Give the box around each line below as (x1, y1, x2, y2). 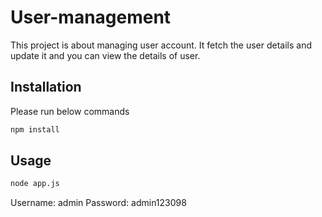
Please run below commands (10, 105, 130, 117)
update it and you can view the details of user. (10, 49, 201, 61)
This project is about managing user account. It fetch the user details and (10, 39, 312, 51)
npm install (10, 124, 60, 135)
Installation (10, 79, 82, 96)
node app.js (10, 179, 60, 189)
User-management (10, 6, 172, 29)
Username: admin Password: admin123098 (10, 197, 187, 209)
